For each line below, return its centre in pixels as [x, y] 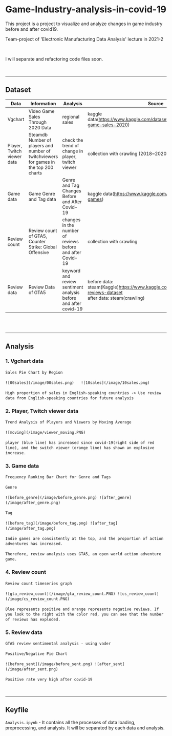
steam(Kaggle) [103, 287]
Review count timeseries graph [39, 584]
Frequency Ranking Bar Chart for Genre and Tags [58, 477]
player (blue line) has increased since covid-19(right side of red [80, 442]
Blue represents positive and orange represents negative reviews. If [82, 609]
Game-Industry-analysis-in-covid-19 [86, 9]
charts [35, 172]
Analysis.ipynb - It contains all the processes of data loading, [70, 722]
